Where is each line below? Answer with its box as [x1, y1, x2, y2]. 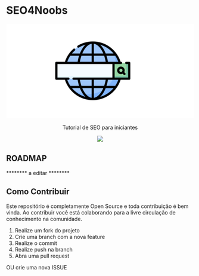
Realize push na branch [14, 246, 73, 253]
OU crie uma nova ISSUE [6, 263, 67, 271]
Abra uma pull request [14, 252, 70, 259]
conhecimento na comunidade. [6, 215, 82, 222]
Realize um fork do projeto [14, 226, 80, 234]
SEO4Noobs [6, 4, 68, 17]
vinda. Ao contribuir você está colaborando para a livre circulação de [6, 208, 176, 216]
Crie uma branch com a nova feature [14, 233, 105, 240]
